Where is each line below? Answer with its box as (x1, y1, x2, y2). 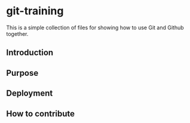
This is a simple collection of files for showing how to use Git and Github (6, 24, 184, 31)
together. (6, 30, 29, 37)
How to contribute (6, 109, 75, 119)
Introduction (6, 48, 54, 58)
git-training (6, 4, 64, 18)
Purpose (6, 67, 39, 78)
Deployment (6, 88, 53, 99)
